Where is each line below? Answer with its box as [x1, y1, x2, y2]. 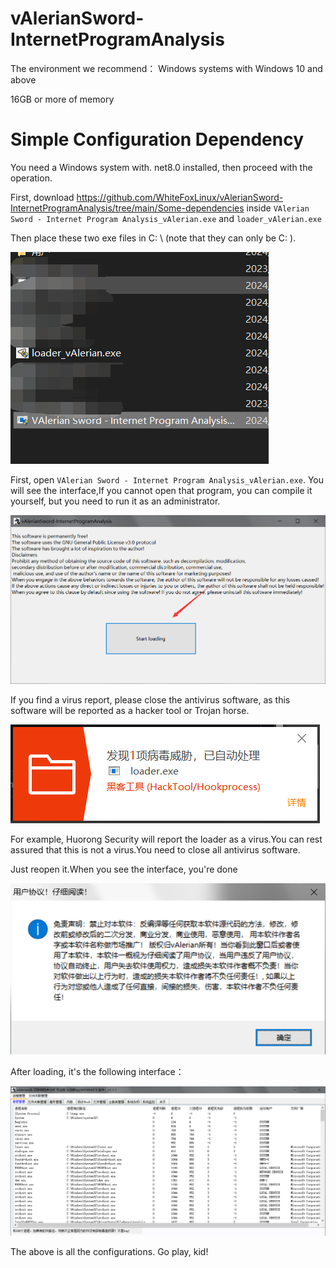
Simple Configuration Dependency [10, 128, 305, 151]
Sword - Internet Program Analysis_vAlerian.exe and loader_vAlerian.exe [10, 212, 322, 224]
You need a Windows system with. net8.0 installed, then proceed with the [10, 161, 313, 173]
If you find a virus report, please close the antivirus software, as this [10, 693, 291, 706]
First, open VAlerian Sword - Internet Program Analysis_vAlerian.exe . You [10, 473, 325, 486]
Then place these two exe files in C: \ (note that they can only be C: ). [10, 232, 297, 244]
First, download [10, 191, 75, 203]
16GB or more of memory [10, 93, 115, 105]
